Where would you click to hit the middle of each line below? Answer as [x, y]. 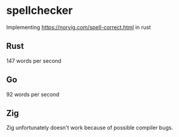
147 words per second [34, 60]
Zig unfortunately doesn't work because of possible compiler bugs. [90, 128]
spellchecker [39, 11]
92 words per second [33, 94]
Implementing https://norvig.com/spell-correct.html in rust [79, 27]
